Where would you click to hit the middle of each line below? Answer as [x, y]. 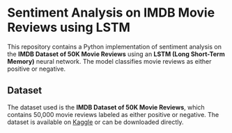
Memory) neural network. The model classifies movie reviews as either [109, 61]
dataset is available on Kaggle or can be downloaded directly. [95, 122]
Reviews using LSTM [69, 27]
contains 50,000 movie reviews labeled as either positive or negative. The [113, 114]
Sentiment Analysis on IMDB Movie [111, 13]
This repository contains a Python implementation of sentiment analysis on [114, 46]
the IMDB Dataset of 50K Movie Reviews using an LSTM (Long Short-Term [116, 54]
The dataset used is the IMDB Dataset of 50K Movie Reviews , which [106, 107]
